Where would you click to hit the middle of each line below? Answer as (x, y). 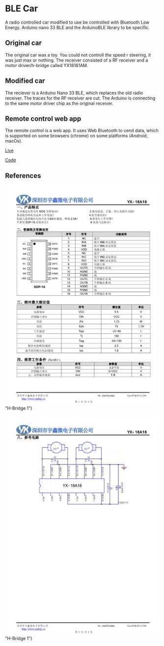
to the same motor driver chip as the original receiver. (59, 103)
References (23, 176)
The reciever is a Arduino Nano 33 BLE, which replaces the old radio (74, 93)
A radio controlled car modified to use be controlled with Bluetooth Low (77, 22)
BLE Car (22, 9)
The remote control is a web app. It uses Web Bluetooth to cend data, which (82, 131)
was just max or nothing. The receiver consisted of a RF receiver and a (77, 60)
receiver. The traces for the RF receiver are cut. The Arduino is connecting (80, 98)
